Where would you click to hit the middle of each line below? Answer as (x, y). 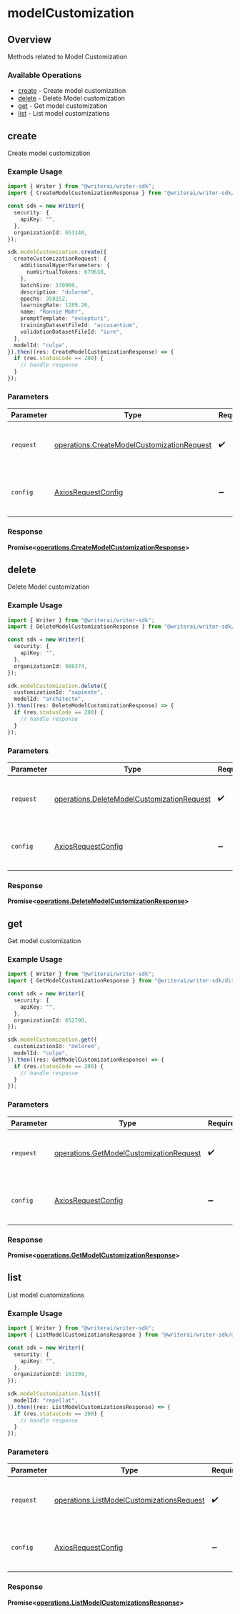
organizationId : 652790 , (51, 1020)
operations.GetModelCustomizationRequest (127, 1153)
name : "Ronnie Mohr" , (52, 312)
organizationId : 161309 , (51, 1374)
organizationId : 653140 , (51, 233)
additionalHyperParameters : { (65, 266)
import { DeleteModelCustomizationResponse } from (84, 627)
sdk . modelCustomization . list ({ (54, 1394)
